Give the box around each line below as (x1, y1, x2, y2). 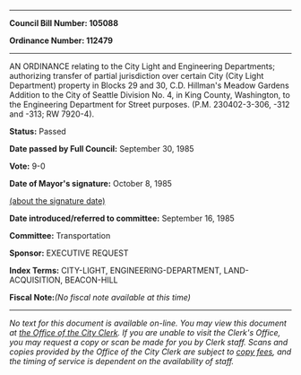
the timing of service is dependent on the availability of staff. (9, 356, 235, 366)
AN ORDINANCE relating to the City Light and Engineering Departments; (9, 61, 276, 72)
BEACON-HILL (64, 275, 118, 285)
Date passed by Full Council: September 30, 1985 (9, 144, 194, 153)
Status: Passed (9, 126, 67, 136)
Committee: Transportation (9, 231, 111, 240)
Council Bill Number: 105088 (9, 18, 119, 28)
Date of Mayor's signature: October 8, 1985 (9, 179, 173, 188)
